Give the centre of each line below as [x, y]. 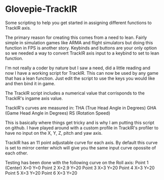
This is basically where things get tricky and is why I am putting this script [80, 122]
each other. [17, 153]
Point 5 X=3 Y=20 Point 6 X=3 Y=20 [41, 173]
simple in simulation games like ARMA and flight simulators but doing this [79, 42]
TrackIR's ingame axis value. [34, 98]
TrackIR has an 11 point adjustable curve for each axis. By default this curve [82, 142]
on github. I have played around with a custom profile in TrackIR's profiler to [82, 128]
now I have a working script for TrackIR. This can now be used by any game [82, 73]
